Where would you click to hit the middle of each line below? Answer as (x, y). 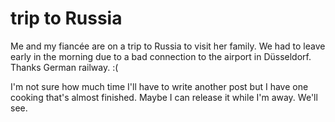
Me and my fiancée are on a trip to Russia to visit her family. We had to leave (168, 46)
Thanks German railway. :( (64, 67)
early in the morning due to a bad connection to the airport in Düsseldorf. (161, 56)
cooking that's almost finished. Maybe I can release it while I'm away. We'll (164, 97)
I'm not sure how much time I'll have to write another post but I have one (159, 86)
